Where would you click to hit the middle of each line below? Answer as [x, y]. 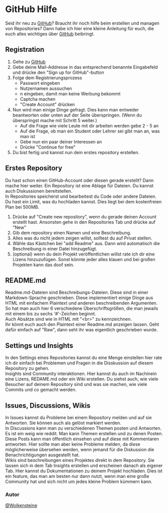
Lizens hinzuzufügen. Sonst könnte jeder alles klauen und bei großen [84, 259]
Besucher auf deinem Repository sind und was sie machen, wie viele [76, 384]
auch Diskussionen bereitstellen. [39, 191]
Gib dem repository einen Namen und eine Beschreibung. [72, 232]
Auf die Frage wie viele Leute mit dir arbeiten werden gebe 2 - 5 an [89, 125]
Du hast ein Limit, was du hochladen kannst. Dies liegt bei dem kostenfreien [83, 201]
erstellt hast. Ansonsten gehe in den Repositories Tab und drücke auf [84, 222]
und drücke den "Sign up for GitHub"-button [58, 72]
